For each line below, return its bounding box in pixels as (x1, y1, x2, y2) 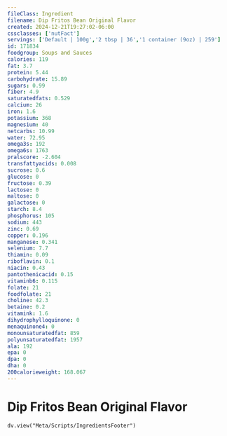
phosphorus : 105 (7, 212, 55, 219)
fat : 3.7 (7, 62, 33, 69)
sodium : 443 (7, 219, 42, 226)
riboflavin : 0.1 (7, 258, 55, 265)
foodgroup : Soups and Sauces (7, 50, 92, 57)
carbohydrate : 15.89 (7, 75, 68, 83)
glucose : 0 (7, 173, 39, 180)
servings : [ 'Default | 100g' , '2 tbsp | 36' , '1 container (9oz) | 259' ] (7, 36, 221, 43)
